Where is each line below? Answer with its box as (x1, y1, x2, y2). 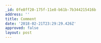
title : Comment (5, 16, 37, 21)
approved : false (5, 26, 39, 31)
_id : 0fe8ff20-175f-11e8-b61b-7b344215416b (5, 7, 97, 12)
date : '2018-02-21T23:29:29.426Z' (5, 21, 77, 26)
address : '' (5, 12, 30, 17)
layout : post (5, 30, 32, 35)
